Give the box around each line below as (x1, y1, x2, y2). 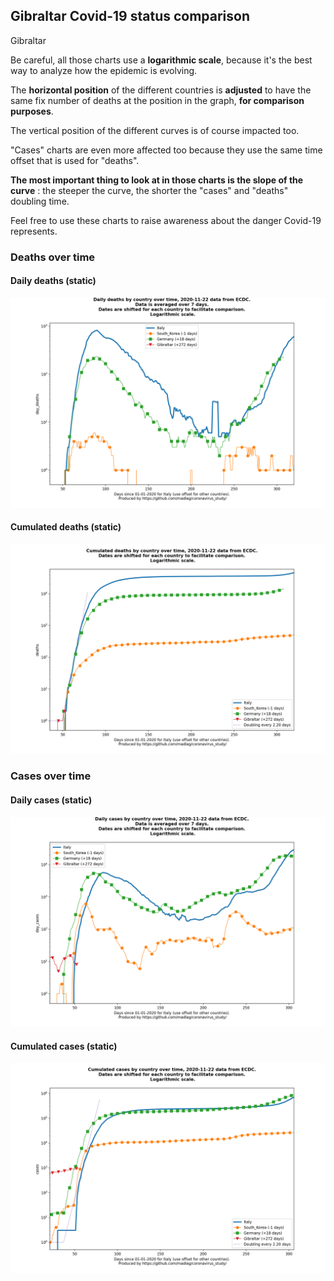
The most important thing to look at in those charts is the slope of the (10, 174, 304, 186)
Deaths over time (10, 250, 96, 264)
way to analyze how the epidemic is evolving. (10, 64, 198, 76)
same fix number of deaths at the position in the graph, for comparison (10, 94, 305, 106)
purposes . (10, 105, 54, 117)
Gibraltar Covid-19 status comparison (10, 8, 251, 25)
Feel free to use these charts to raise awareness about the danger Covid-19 (10, 214, 322, 226)
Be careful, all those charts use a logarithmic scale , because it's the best (10, 54, 313, 66)
